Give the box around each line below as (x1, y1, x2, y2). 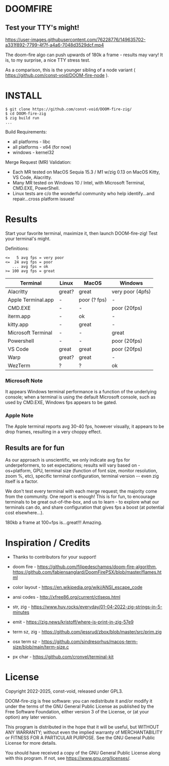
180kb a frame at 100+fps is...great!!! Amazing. (5, 519, 102, 526)
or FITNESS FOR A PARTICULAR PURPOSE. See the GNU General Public (5, 735, 155, 741)
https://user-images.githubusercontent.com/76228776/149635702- (5, 36, 146, 42)
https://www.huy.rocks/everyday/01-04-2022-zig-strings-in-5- (31, 604, 162, 610)
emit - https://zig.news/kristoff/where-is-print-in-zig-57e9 (12, 619, 134, 625)
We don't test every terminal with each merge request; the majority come (5, 488, 157, 494)
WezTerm (8, 362, 31, 369)
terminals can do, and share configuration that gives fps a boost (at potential (5, 504, 164, 511)
